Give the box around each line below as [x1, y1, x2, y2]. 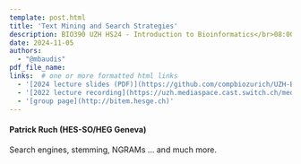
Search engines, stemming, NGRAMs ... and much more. [9, 144, 218, 155]
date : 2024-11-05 [9, 38, 74, 47]
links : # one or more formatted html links [9, 72, 178, 81]
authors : [9, 47, 42, 56]
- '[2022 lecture [17, 88, 82, 97]
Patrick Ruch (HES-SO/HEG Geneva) [9, 124, 147, 134]
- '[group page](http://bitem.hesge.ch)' [17, 96, 175, 106]
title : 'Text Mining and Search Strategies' [9, 22, 178, 30]
